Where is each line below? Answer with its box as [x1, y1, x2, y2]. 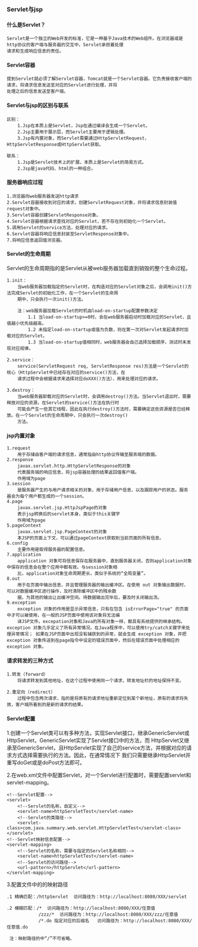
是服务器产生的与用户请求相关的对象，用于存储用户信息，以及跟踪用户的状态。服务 [17, 487, 189, 493]
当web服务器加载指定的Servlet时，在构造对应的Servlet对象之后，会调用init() [17, 284, 188, 290]
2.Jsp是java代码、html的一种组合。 [17, 166, 96, 171]
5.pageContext [6, 523, 42, 528]
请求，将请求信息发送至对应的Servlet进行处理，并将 [6, 82, 117, 88]
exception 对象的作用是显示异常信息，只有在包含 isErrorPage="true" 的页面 [17, 606, 189, 612]
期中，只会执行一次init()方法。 [17, 296, 86, 302]
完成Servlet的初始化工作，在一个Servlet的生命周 [11, 290, 118, 296]
